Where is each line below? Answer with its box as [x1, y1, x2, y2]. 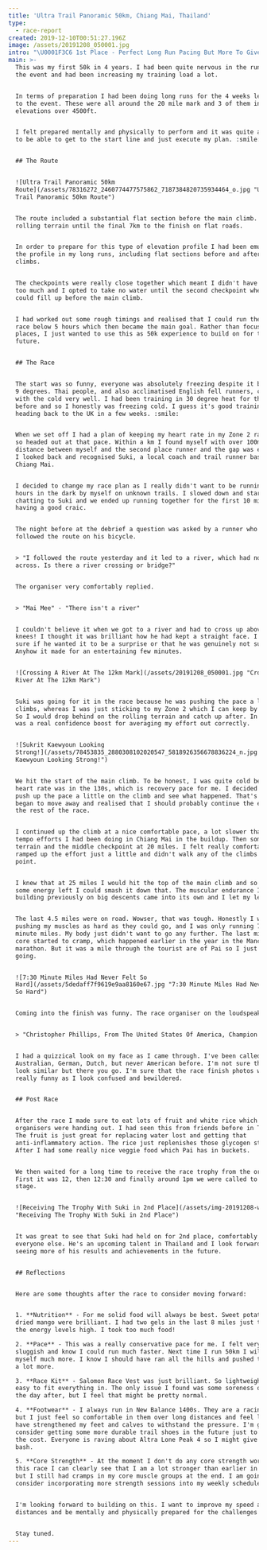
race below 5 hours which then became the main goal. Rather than [15, 323, 240, 331]
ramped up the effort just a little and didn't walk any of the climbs [15, 850, 258, 858]
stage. [15, 1183, 37, 1191]
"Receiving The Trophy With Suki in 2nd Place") [15, 1211, 180, 1219]
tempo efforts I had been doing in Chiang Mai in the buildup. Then [15, 836, 247, 844]
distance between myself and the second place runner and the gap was [15, 446, 254, 454]
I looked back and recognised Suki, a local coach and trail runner [15, 453, 247, 461]
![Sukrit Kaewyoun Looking [15, 741, 105, 749]
